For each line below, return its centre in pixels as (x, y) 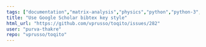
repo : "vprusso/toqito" (37, 35)
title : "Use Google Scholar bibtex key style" (67, 18)
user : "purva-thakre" (34, 29)
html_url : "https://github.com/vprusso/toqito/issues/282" (83, 23)
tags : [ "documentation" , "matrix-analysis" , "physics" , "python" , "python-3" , (104, 12)
